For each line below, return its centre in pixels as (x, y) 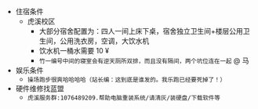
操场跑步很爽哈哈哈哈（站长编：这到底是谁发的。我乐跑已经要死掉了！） (126, 80)
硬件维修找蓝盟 (40, 88)
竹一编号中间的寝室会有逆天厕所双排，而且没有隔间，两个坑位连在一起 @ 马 (144, 60)
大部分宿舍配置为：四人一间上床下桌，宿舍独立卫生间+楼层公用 (141, 31)
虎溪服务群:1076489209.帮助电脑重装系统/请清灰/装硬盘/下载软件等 (124, 98)
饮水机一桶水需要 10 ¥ (74, 51)
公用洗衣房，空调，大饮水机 (105, 41)
